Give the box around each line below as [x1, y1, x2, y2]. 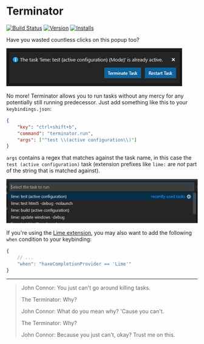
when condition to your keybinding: [6, 235, 92, 243]
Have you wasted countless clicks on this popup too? [6, 36, 140, 43]
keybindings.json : [6, 105, 52, 112]
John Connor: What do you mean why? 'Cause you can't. [21, 308, 165, 315]
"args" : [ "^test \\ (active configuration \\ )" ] [17, 137, 137, 143]
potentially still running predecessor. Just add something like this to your [6, 98, 188, 106]
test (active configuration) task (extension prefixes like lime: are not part [6, 161, 197, 168]
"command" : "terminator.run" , [17, 130, 94, 137]
